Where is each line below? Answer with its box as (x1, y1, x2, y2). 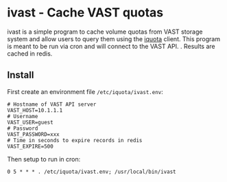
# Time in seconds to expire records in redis (7, 137, 143, 144)
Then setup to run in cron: (7, 155, 81, 163)
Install (7, 69, 34, 81)
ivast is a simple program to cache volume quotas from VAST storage (7, 27, 203, 36)
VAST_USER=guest (7, 119, 53, 126)
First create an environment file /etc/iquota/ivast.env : (7, 87, 163, 95)
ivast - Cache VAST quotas (7, 5, 164, 21)
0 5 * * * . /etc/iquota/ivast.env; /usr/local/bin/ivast (7, 168, 176, 175)
